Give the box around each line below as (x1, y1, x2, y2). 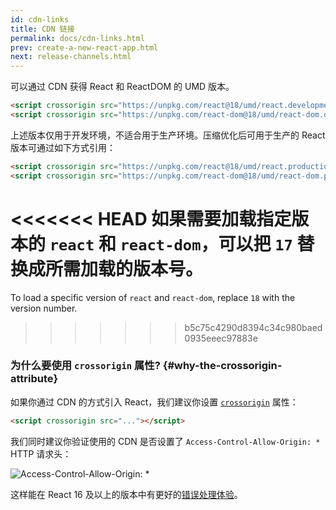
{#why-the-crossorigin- (162, 359, 283, 373)
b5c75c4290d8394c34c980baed (184, 321, 323, 333)
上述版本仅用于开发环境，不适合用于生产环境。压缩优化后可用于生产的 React (10, 129, 326, 141)
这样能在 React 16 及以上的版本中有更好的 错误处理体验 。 (10, 488, 243, 500)
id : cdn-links (10, 14, 70, 25)
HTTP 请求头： (10, 447, 72, 460)
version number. (10, 302, 78, 314)
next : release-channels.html (10, 52, 132, 62)
